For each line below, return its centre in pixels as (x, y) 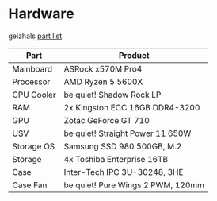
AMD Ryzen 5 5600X (103, 82)
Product (134, 55)
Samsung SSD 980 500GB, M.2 (123, 146)
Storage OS (34, 146)
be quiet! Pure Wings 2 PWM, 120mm (134, 185)
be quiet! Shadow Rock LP (112, 95)
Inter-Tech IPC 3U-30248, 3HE (124, 172)
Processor (31, 82)
